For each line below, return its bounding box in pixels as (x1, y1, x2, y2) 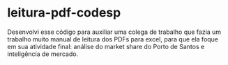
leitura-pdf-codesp (7, 5, 121, 21)
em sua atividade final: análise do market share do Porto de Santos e (7, 42, 205, 50)
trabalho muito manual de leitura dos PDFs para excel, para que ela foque (7, 35, 218, 43)
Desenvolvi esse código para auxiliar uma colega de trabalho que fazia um (7, 28, 222, 36)
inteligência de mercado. (7, 50, 79, 58)
